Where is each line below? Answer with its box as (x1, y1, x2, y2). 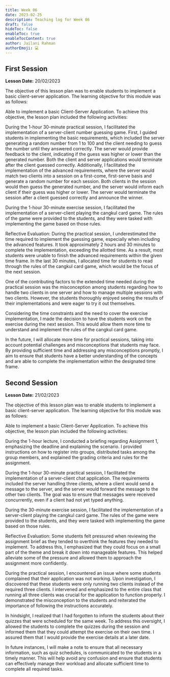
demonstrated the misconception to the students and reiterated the (5, 597, 146, 603)
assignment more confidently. (5, 560, 68, 567)
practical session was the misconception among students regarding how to (5, 284, 163, 290)
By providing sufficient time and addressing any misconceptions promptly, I (5, 347, 164, 353)
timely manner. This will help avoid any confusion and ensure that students (5, 655, 162, 661)
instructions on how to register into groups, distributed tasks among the (5, 449, 156, 455)
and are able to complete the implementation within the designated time (5, 358, 156, 365)
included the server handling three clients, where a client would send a (5, 481, 154, 487)
